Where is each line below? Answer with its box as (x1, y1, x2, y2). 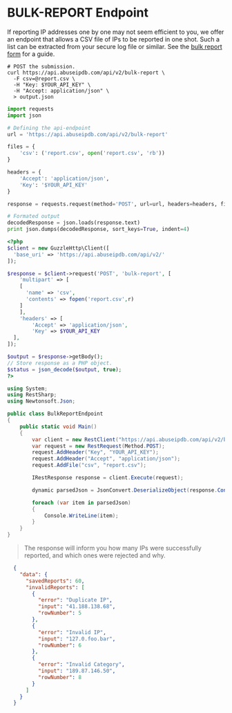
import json (7, 112, 41, 119)
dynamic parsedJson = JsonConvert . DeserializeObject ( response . (32, 486, 217, 494)
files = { (7, 143, 36, 150)
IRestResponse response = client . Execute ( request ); (32, 474, 184, 481)
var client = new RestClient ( (32, 436, 119, 443)
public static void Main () (19, 423, 97, 430)
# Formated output (7, 213, 60, 220)
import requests (7, 105, 54, 112)
